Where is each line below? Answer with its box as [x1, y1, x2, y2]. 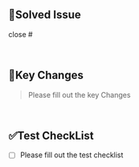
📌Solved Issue [8, 8, 82, 22]
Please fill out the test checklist [19, 150, 124, 160]
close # [8, 29, 34, 39]
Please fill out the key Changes [27, 90, 131, 99]
